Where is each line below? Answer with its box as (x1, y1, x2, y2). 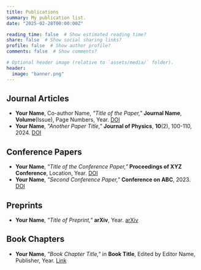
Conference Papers (6, 147, 82, 157)
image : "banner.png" (12, 71, 64, 77)
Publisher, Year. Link (15, 257, 67, 264)
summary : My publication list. (6, 15, 86, 21)
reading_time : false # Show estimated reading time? (6, 31, 147, 37)
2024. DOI (15, 129, 42, 136)
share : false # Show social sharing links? (6, 37, 122, 43)
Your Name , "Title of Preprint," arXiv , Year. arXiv (15, 216, 139, 224)
